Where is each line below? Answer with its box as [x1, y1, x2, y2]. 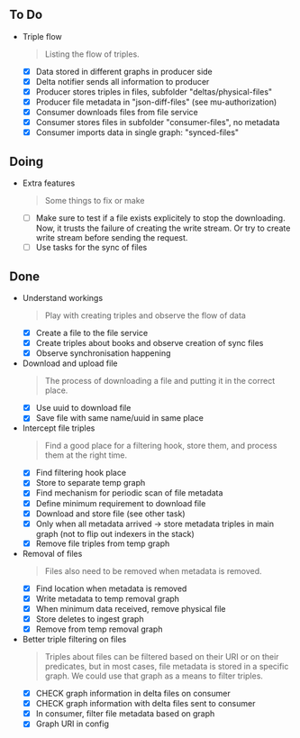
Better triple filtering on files [22, 634, 127, 645]
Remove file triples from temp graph [35, 538, 170, 549]
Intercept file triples [22, 423, 95, 433]
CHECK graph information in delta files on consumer [35, 688, 232, 699]
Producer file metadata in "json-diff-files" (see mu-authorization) [35, 96, 277, 107]
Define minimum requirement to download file [35, 497, 206, 508]
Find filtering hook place [35, 468, 127, 478]
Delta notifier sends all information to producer [35, 76, 210, 87]
